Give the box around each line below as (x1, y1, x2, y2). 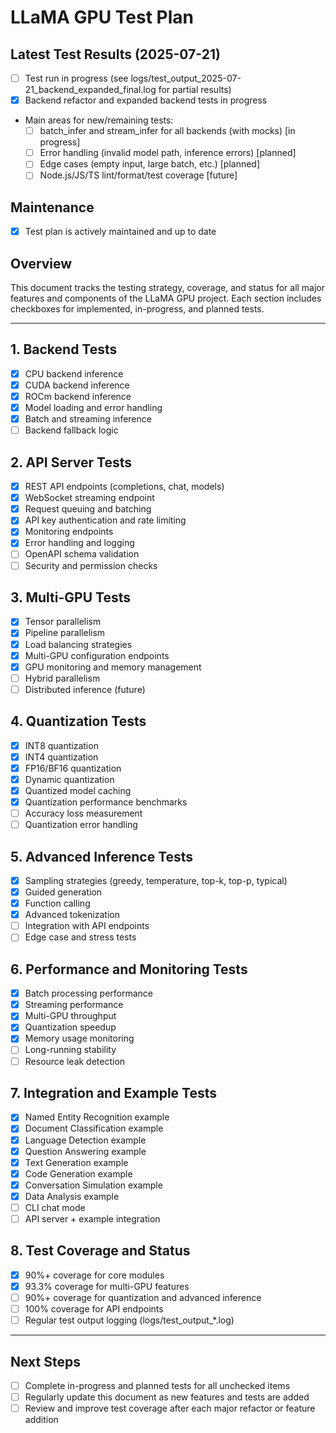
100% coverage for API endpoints (24, 1303, 164, 1315)
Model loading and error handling (24, 402, 163, 414)
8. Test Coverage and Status (10, 1242, 191, 1260)
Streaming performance (24, 999, 124, 1011)
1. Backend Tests (10, 341, 118, 358)
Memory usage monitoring (24, 1032, 135, 1045)
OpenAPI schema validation (24, 548, 140, 560)
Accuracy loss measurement (24, 807, 143, 819)
